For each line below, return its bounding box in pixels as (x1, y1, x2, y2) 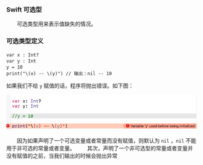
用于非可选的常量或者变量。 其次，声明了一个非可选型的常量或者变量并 (6, 144, 193, 152)
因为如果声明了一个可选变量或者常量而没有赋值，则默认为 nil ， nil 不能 (16, 137, 196, 144)
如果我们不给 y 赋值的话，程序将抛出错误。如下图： (6, 82, 134, 89)
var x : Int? (6, 52, 39, 58)
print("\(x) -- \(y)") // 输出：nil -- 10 (6, 70, 112, 76)
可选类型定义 (6, 37, 44, 45)
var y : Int (6, 58, 36, 64)
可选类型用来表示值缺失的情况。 (16, 20, 97, 28)
